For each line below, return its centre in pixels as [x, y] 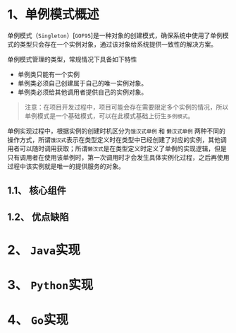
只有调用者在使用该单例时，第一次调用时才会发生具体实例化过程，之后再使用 [118, 157]
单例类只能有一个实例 [48, 74]
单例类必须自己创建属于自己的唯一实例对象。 [82, 83]
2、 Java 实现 [44, 250]
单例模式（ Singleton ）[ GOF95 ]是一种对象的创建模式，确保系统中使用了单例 [115, 35]
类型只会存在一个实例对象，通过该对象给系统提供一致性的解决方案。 [118, 44]
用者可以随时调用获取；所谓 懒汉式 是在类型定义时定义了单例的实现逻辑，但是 [117, 148]
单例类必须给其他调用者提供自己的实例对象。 [82, 92]
